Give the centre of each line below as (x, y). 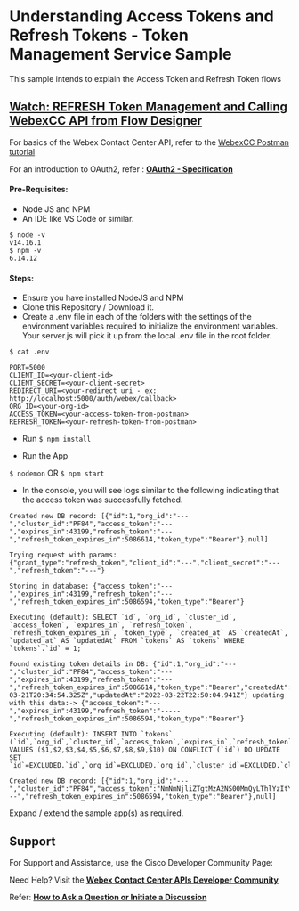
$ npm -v (25, 250)
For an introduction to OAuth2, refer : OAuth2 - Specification (121, 169)
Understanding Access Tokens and (141, 16)
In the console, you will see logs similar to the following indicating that (150, 491)
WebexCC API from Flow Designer (106, 121)
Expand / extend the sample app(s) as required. (97, 813)
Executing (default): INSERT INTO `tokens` (91, 735)
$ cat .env (29, 352)
